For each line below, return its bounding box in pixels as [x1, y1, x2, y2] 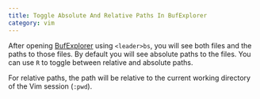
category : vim [8, 19, 55, 27]
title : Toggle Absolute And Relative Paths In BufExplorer [8, 11, 208, 20]
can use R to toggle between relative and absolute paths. [8, 57, 193, 67]
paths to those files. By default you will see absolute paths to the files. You [8, 49, 251, 59]
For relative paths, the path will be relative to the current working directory [8, 73, 251, 82]
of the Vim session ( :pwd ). [8, 81, 93, 91]
